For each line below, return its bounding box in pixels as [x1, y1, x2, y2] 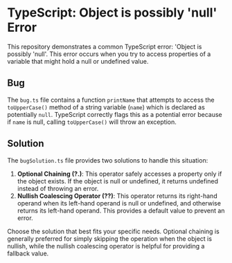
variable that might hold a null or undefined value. [7, 57, 149, 65]
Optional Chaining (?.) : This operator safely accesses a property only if [17, 170, 222, 178]
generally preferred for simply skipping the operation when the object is [7, 234, 213, 243]
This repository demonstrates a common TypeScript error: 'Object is [7, 42, 202, 51]
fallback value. [7, 249, 49, 257]
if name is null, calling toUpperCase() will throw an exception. [7, 118, 177, 126]
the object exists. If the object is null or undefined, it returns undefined [17, 176, 219, 185]
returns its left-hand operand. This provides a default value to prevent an [17, 206, 225, 215]
